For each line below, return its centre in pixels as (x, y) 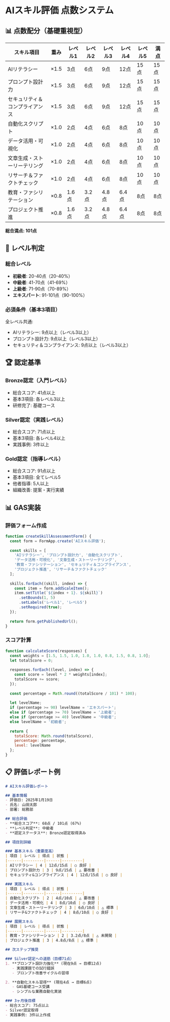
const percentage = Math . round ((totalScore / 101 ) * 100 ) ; (73, 693)
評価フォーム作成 (26, 525)
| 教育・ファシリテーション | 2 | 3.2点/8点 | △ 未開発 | (61, 936)
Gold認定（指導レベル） (35, 459)
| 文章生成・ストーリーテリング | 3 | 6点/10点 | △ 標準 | (62, 908)
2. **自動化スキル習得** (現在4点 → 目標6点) (49, 982)
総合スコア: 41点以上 (34, 392)
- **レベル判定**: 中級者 (30, 828)
